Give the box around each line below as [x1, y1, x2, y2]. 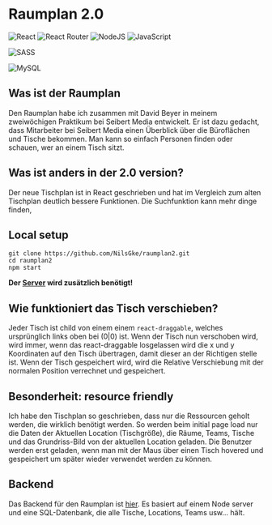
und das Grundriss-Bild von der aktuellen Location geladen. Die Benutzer [8, 437, 253, 446]
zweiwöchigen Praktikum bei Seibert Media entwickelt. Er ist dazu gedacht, [8, 117, 260, 126]
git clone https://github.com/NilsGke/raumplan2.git [8, 250, 190, 258]
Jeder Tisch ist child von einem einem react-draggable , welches [8, 323, 223, 333]
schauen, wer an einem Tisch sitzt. [8, 143, 125, 152]
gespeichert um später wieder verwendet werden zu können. [8, 455, 213, 463]
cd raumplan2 [8, 257, 53, 265]
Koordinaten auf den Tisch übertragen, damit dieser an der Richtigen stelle [8, 349, 257, 359]
